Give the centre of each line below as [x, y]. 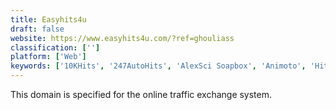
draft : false [37, 29]
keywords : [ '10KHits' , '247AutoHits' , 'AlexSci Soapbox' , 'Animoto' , [158, 66]
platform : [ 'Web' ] [48, 57]
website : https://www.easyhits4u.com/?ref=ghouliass [122, 38]
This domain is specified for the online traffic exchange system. [141, 94]
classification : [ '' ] [55, 47]
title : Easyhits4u [48, 19]
